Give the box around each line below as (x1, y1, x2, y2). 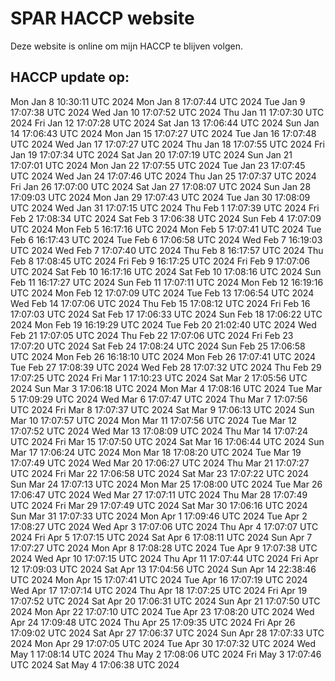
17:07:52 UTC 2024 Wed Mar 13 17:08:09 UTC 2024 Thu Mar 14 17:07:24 (10, 425, 309, 437)
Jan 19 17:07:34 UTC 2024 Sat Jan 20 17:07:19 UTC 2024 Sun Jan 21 (10, 148, 293, 161)
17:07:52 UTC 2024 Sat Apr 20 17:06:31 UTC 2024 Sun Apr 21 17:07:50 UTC (10, 595, 321, 607)
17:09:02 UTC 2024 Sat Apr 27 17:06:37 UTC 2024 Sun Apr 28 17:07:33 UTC (10, 627, 325, 639)
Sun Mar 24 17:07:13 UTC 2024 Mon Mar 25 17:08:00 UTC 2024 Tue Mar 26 (10, 478, 323, 490)
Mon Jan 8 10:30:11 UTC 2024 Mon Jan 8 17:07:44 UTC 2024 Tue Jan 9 (10, 95, 306, 107)
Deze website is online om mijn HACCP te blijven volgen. (10, 40, 243, 52)
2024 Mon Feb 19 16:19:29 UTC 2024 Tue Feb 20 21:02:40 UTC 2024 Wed (10, 318, 317, 331)
